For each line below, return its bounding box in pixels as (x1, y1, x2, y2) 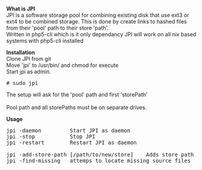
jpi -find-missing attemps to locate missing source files (6, 157, 191, 164)
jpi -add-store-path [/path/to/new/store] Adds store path (6, 151, 194, 158)
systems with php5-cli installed (6, 37, 84, 44)
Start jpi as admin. (6, 68, 51, 75)
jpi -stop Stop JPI (6, 133, 96, 140)
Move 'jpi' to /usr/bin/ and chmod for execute (6, 61, 119, 69)
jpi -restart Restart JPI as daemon (6, 139, 137, 146)
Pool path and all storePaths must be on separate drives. (6, 104, 147, 111)
